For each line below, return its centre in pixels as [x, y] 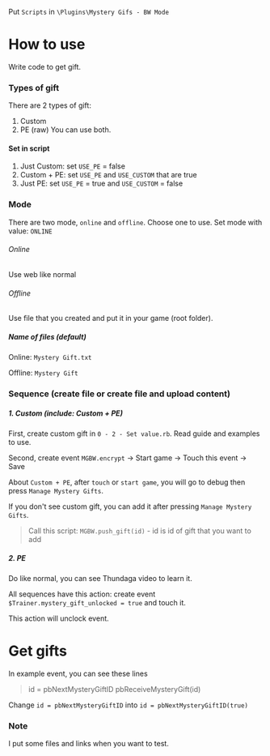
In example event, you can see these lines [78, 673]
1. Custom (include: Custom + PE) [66, 413]
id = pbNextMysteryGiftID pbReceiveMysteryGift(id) [114, 689]
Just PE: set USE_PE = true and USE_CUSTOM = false [101, 184]
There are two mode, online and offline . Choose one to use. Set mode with [135, 222]
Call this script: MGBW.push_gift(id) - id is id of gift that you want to [140, 531]
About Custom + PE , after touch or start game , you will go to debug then [127, 482]
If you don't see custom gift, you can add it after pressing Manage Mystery [130, 506]
